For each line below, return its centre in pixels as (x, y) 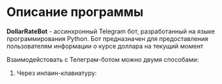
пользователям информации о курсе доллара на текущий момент (105, 46)
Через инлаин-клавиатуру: (57, 73)
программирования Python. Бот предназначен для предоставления (108, 38)
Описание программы (75, 12)
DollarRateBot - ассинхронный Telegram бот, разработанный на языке (111, 31)
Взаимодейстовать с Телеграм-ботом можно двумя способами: (103, 59)
